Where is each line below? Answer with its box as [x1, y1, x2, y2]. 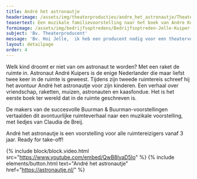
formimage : [6, 25, 33, 31]
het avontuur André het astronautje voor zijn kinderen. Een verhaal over [6, 82, 179, 89]
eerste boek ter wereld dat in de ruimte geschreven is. [6, 94, 137, 101]
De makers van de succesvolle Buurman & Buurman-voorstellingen [6, 105, 168, 112]
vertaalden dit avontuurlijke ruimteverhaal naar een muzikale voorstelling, [6, 112, 183, 119]
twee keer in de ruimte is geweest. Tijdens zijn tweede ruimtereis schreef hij [6, 75, 190, 82]
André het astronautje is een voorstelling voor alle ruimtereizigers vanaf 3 [6, 130, 184, 137]
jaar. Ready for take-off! [6, 136, 63, 143]
